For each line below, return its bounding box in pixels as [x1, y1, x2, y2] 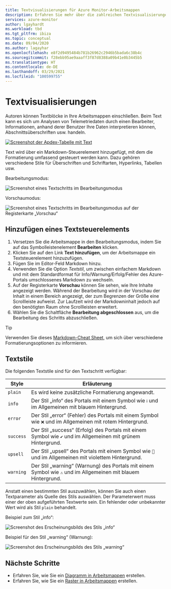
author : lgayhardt [5, 21, 44, 27]
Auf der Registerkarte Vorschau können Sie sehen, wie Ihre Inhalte [12, 282, 154, 288]
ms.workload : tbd [5, 27, 42, 32]
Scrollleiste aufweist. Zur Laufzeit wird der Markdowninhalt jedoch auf [12, 298, 160, 304]
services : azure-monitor [5, 17, 58, 22]
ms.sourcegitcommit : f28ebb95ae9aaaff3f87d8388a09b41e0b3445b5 [5, 55, 142, 60]
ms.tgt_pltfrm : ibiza [5, 31, 51, 36]
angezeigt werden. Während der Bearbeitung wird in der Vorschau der [12, 287, 160, 294]
